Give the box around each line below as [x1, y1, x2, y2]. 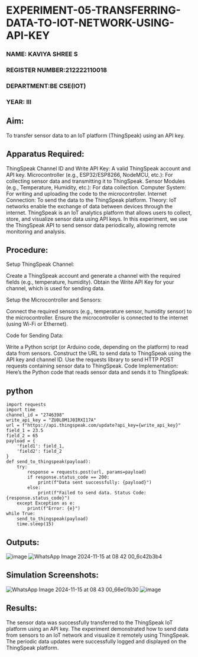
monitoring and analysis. [6, 228, 66, 235]
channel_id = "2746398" [6, 412, 65, 418]
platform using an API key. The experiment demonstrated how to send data [6, 625, 189, 632]
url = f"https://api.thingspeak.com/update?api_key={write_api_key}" [6, 423, 181, 429]
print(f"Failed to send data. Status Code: [37, 490, 147, 496]
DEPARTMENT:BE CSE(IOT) [6, 81, 86, 90]
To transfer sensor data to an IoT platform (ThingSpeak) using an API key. [6, 132, 185, 139]
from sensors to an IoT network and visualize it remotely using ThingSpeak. [6, 631, 190, 639]
